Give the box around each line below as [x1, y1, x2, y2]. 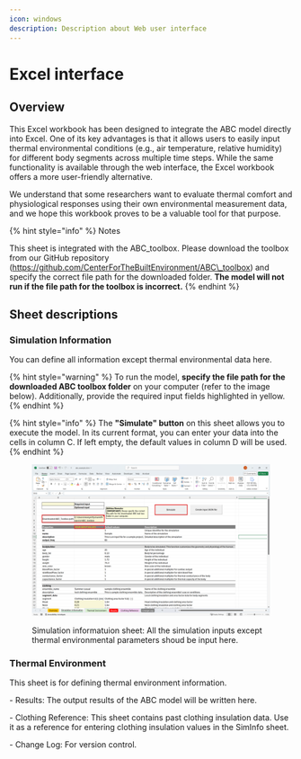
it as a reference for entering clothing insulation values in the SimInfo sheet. [9, 722, 289, 733]
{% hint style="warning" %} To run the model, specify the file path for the [9, 371, 286, 382]
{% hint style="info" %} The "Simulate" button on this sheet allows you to [9, 418, 286, 429]
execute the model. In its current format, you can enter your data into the [9, 427, 279, 438]
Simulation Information [9, 334, 112, 346]
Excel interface [9, 64, 124, 85]
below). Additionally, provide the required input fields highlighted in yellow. [9, 391, 286, 402]
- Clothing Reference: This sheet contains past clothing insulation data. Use [9, 712, 289, 723]
